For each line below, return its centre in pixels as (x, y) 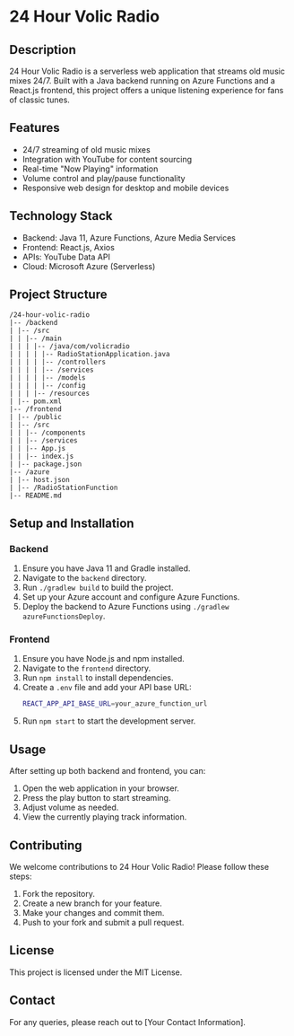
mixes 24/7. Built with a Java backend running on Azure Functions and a (143, 81)
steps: (21, 876)
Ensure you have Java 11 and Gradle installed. (106, 568)
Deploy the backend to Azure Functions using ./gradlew (125, 607)
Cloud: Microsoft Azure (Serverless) (89, 266)
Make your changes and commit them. (93, 912)
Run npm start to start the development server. (109, 721)
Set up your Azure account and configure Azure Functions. (131, 597)
